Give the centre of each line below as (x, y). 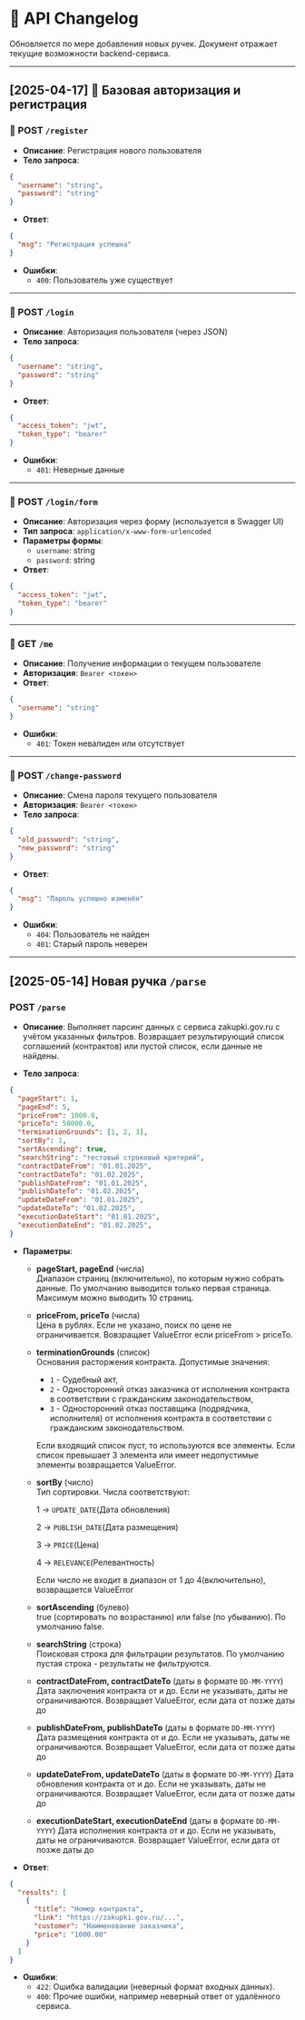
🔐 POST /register (49, 131)
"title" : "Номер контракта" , (89, 1909)
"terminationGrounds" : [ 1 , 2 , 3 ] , (83, 1132)
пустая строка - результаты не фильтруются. (123, 1663)
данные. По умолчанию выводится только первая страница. (154, 1288)
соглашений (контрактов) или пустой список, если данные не (143, 1046)
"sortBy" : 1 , (42, 1141)
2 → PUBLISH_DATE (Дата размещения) (107, 1527)
